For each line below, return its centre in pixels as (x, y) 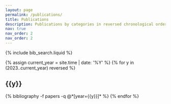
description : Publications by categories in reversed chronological (79, 24)
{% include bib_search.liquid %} (39, 53)
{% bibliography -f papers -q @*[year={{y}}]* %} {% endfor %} (72, 96)
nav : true (16, 29)
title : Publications (27, 19)
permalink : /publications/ (34, 15)
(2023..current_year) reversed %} (40, 68)
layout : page (19, 10)
